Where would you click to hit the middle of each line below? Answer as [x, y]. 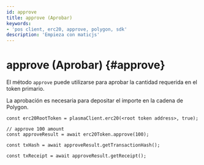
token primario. [25, 89]
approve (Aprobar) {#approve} [86, 65]
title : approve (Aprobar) [39, 18]
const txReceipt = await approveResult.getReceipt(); [77, 156]
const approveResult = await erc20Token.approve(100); [78, 135]
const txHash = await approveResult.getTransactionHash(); [83, 145]
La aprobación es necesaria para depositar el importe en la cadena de [95, 101]
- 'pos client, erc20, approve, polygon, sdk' [67, 29]
